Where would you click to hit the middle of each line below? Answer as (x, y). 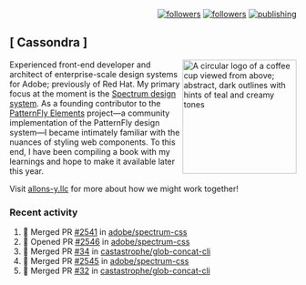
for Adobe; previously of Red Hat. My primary (95, 84)
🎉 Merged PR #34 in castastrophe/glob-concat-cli (117, 251)
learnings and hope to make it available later (92, 161)
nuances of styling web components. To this (92, 142)
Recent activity (44, 212)
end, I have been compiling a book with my (90, 151)
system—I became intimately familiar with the (95, 132)
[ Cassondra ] (49, 42)
